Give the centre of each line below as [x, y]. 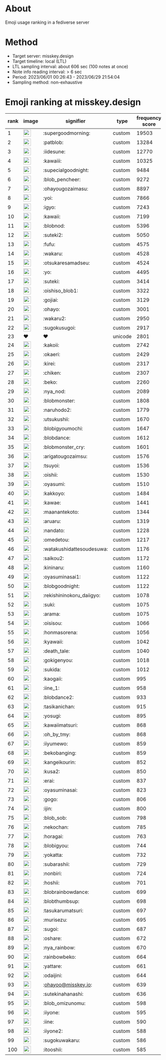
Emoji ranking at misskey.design [73, 102]
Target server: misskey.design [43, 56]
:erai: [49, 781]
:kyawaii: [53, 642]
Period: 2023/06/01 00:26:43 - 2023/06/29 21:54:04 [66, 77]
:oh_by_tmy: [57, 734]
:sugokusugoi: [59, 328]
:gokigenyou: [58, 660]
